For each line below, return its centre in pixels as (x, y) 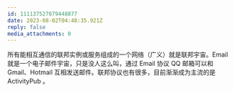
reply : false (27, 27)
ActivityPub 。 (28, 81)
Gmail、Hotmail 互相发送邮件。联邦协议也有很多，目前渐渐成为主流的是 (112, 72)
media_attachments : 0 (39, 34)
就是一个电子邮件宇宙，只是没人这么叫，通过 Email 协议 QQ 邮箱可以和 (111, 64)
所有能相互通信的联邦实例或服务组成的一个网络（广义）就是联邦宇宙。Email (118, 54)
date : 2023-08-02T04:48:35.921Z (55, 21)
